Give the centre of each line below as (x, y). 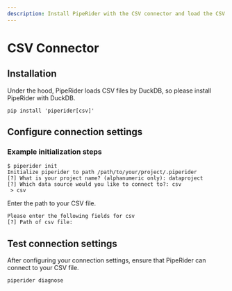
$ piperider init (32, 166)
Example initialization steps (55, 152)
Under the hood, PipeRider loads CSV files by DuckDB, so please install (109, 91)
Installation (32, 74)
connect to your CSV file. (43, 268)
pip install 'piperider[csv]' (51, 111)
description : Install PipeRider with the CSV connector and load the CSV (116, 14)
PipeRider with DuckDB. (41, 97)
